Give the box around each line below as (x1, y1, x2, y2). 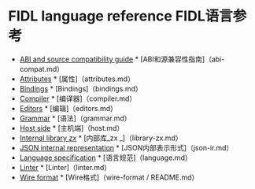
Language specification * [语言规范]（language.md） (19, 153, 192, 162)
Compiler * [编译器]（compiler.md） (19, 94, 137, 103)
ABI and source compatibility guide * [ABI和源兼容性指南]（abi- (19, 54, 225, 64)
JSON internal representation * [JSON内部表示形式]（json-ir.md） (19, 143, 234, 152)
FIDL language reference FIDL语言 (8, 7, 234, 25)
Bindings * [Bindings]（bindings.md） (19, 83, 143, 93)
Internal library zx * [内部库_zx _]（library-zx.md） (19, 133, 183, 143)
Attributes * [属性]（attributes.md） (19, 74, 135, 83)
